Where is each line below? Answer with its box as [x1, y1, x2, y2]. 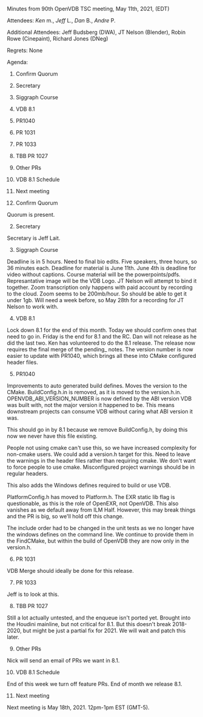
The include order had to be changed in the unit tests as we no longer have [7, 524, 195, 532]
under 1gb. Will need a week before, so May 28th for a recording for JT [7, 297, 184, 303]
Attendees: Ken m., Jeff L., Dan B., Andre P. [7, 17, 116, 24]
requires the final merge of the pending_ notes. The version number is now [7, 346, 193, 353]
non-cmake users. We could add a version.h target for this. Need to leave [7, 451, 190, 458]
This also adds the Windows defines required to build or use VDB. [7, 481, 171, 489]
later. [7, 633, 20, 641]
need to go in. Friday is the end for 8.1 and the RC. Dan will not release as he [7, 333, 197, 340]
